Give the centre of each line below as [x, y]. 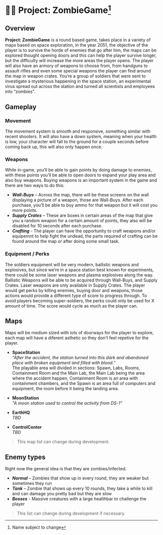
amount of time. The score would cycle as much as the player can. [72, 306]
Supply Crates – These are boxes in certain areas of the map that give [82, 216]
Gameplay [21, 107]
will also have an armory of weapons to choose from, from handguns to [76, 66]
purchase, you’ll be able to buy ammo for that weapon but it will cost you [85, 205]
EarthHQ [21, 413]
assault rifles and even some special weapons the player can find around [78, 71]
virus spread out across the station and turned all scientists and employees [80, 86]
